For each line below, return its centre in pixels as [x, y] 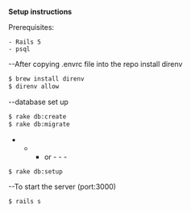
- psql [19, 49]
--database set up [38, 102]
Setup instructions [40, 12]
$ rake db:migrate [39, 124]
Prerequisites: [31, 27]
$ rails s [25, 202]
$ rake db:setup [35, 171]
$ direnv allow [34, 86]
